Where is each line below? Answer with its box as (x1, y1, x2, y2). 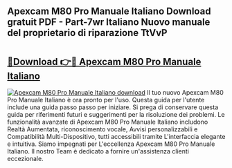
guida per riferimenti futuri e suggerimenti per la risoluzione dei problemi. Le (7, 111, 225, 118)
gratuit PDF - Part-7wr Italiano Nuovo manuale (7, 17, 211, 28)
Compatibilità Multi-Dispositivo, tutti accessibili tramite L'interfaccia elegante (7, 133, 226, 140)
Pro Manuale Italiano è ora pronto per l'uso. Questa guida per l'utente (7, 96, 205, 104)
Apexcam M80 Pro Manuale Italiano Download (7, 6, 211, 17)
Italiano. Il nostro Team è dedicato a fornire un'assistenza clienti (7, 147, 189, 155)
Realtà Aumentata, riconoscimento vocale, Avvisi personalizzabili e (7, 125, 198, 133)
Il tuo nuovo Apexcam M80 (146, 88, 224, 96)
